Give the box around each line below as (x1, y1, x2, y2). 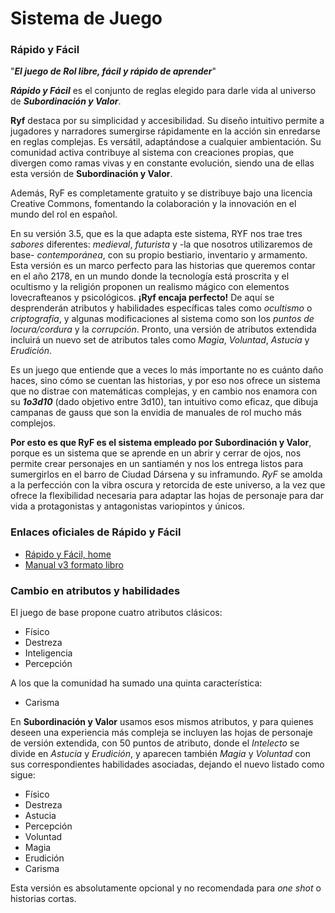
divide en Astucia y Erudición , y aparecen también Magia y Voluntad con (10, 748, 311, 760)
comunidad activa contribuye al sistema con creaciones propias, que (10, 147, 295, 159)
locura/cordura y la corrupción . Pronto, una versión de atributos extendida (10, 323, 317, 336)
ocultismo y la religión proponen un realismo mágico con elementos (10, 281, 290, 293)
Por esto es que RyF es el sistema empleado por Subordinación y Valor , (10, 437, 312, 449)
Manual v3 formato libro (24, 558, 124, 571)
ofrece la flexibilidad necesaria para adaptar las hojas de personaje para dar (10, 490, 325, 502)
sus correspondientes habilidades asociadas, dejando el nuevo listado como (10, 758, 325, 771)
